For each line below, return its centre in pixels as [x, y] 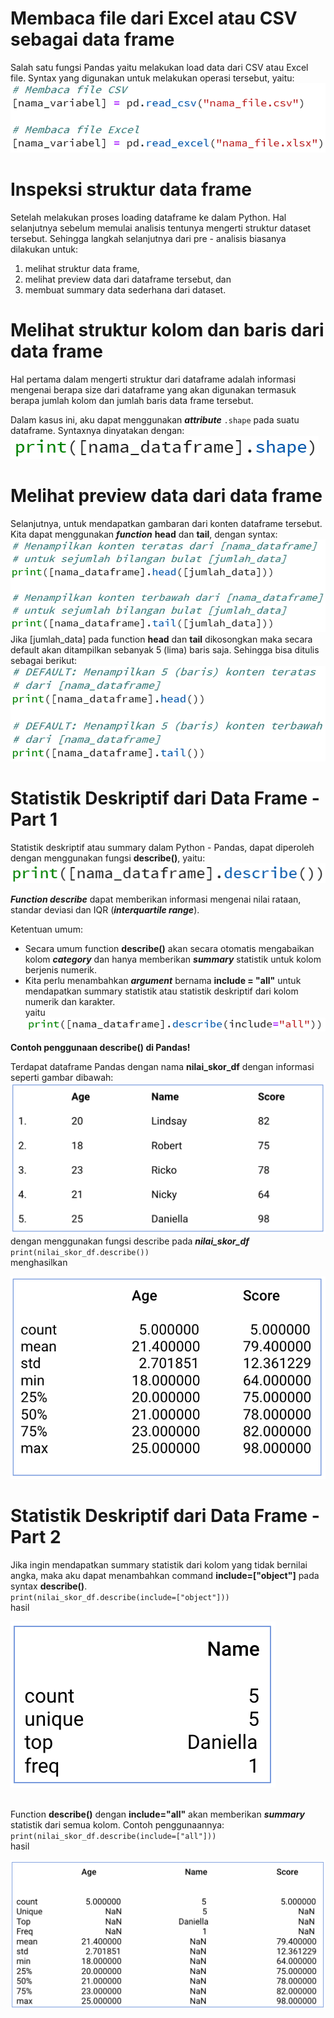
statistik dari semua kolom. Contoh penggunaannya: [117, 1824]
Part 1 [34, 819]
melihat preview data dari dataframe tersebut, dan [128, 279]
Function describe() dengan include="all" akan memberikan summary [157, 1814]
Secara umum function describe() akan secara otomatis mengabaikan [169, 948]
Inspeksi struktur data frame [131, 189]
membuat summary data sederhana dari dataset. [125, 290]
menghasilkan [39, 1263]
